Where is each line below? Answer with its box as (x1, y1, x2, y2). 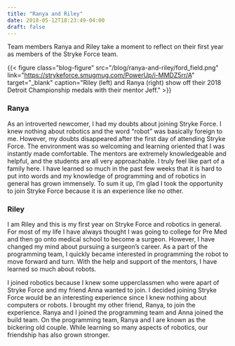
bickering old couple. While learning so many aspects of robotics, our (7, 323, 208, 331)
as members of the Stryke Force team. (7, 50, 119, 58)
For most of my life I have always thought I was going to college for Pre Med (7, 227, 227, 236)
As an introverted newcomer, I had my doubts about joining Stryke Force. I (7, 119, 222, 128)
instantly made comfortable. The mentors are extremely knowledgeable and (7, 149, 227, 158)
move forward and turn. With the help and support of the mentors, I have (7, 257, 217, 265)
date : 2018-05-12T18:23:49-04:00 (7, 17, 105, 24)
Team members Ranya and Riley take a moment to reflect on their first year (7, 43, 224, 51)
